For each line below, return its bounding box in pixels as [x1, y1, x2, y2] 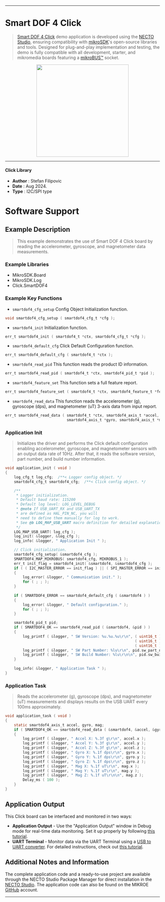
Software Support [5, 206, 80, 217]
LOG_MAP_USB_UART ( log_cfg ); [14, 529, 76, 534]
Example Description [5, 225, 70, 234]
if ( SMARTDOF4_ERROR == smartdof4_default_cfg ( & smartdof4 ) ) [14, 593, 151, 598]
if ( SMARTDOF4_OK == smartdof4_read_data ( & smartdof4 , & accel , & [14, 727, 155, 732]
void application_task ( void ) [5, 714, 71, 718]
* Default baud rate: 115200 [16, 498, 76, 502]
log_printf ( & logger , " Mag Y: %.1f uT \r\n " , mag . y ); [23, 768, 139, 773]
